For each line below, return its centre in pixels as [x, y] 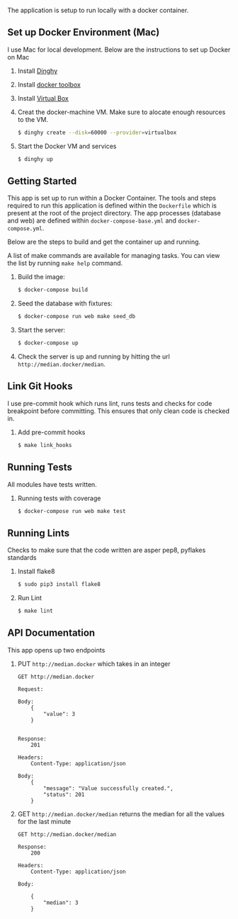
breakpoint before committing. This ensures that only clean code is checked [119, 411]
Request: [30, 689]
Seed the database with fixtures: [65, 303]
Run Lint [30, 598]
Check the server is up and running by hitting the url [93, 356]
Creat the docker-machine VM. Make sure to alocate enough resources [121, 112]
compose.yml [25, 229]
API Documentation [51, 633]
